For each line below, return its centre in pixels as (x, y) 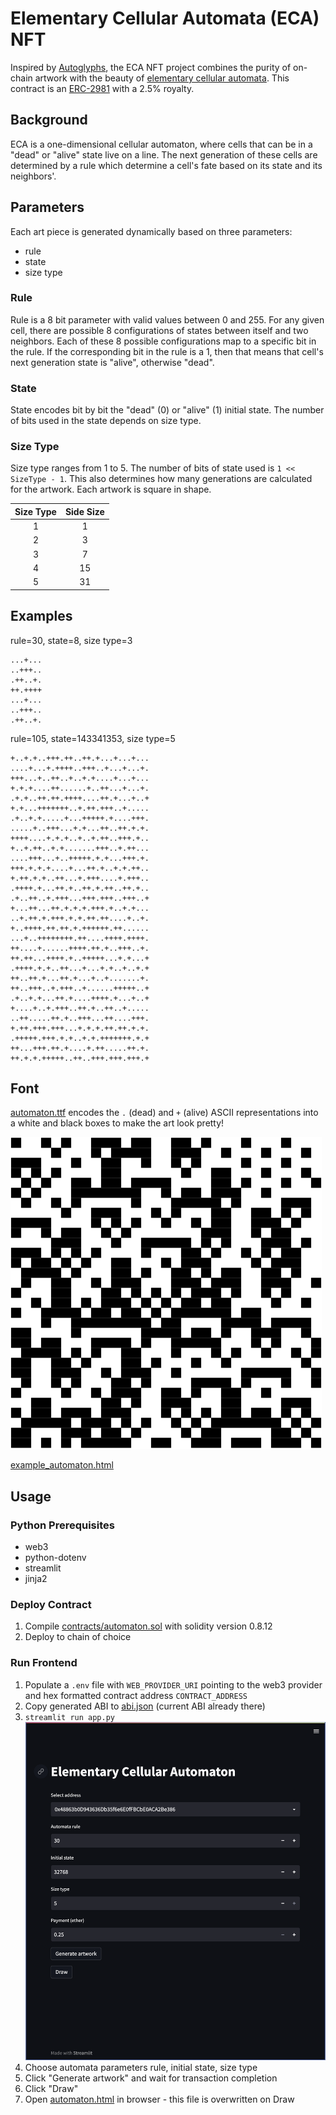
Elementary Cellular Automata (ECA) (165, 18)
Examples (41, 616)
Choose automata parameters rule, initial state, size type (141, 2067)
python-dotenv (55, 1558)
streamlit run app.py (69, 1717)
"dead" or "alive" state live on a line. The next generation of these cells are (164, 154)
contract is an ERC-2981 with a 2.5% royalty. (102, 88)
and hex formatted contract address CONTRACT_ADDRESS (136, 1695)
